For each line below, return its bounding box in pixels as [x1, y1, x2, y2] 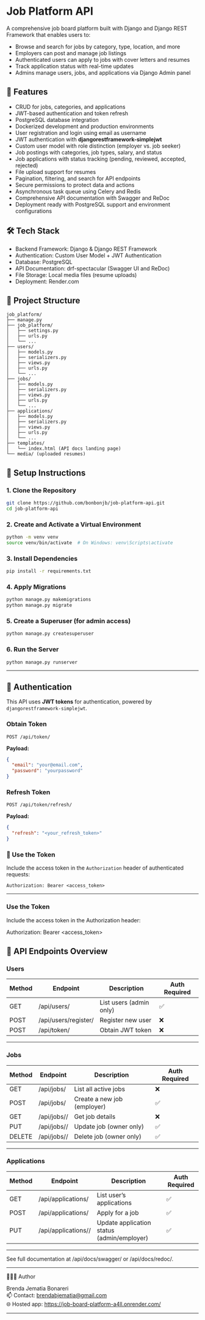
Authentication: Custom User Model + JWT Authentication [15, 251, 162, 259]
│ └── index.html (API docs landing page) [6, 446, 121, 452]
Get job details [74, 1112, 116, 1121]
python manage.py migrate [6, 602, 72, 609]
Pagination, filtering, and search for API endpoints [15, 175, 141, 182]
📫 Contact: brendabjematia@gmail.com [6, 1291, 107, 1299]
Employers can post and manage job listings [15, 49, 127, 56]
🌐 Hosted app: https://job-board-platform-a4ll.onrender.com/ [6, 1300, 161, 1308]
